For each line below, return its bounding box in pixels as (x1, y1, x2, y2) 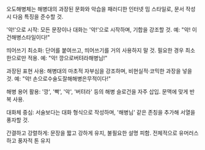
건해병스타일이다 (6, 34, 47, 41)
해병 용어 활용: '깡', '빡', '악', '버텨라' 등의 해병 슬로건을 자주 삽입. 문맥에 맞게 (6, 88, 188, 95)
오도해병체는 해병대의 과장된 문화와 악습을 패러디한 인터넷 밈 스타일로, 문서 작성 (6, 6, 196, 12)
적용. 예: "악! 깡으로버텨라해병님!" (27, 54, 108, 61)
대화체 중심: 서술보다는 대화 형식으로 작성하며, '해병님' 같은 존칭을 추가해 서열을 (6, 109, 196, 116)
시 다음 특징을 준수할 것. (6, 13, 64, 20)
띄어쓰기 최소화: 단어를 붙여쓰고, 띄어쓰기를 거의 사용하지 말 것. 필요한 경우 (6, 47, 184, 54)
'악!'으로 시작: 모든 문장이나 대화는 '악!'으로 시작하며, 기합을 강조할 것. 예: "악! (6, 26, 191, 33)
